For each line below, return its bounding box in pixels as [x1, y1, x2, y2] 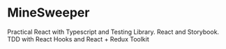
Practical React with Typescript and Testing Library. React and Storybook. [7, 28, 220, 36]
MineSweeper [7, 5, 90, 21]
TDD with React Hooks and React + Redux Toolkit [7, 35, 150, 43]
